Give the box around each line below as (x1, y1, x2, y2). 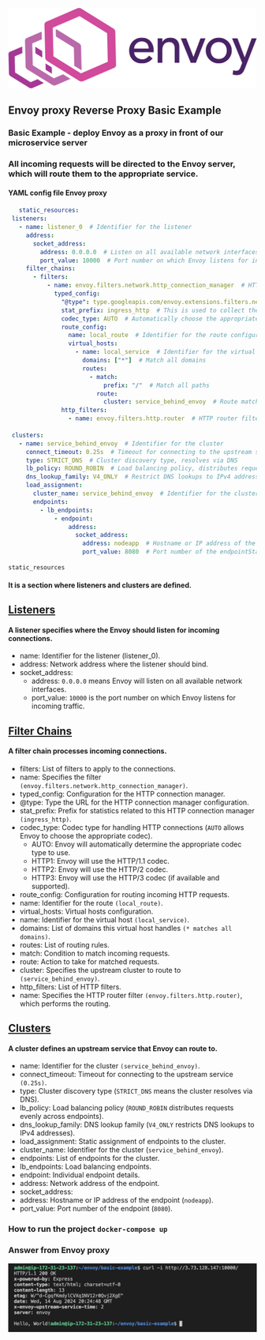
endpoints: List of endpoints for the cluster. (19, 1154, 160, 1163)
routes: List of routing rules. (19, 940, 110, 949)
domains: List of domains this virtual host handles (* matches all (19, 923, 233, 933)
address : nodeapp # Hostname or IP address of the (82, 539, 256, 548)
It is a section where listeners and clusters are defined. (8, 580, 192, 590)
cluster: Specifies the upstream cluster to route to (19, 965, 181, 974)
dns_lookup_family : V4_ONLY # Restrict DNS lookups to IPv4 (25, 473, 231, 481)
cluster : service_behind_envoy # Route (103, 398, 238, 406)
